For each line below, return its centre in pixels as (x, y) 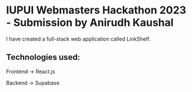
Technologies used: (43, 57)
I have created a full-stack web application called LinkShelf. (78, 39)
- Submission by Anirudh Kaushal (90, 23)
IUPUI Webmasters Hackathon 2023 (96, 10)
